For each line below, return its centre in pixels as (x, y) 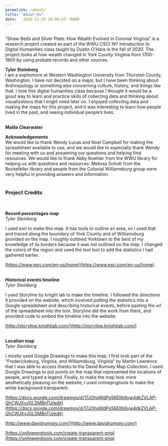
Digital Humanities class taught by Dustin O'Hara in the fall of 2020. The (79, 49)
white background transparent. (37, 388)
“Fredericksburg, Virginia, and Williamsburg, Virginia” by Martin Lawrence (81, 361)
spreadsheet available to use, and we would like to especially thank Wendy (82, 148)
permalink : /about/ (26, 10)
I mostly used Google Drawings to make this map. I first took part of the (79, 356)
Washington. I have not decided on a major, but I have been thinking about (82, 80)
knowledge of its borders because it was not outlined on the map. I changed (84, 244)
